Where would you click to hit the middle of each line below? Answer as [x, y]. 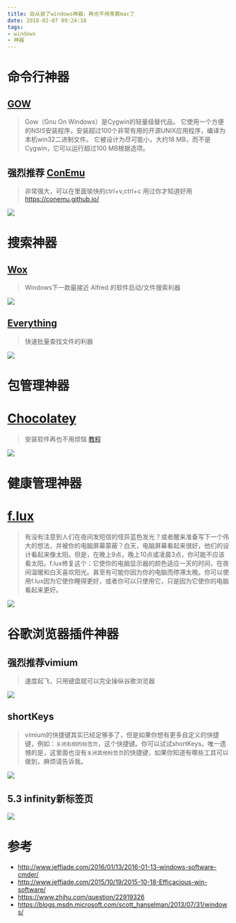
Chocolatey [42, 419]
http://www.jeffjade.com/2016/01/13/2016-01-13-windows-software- [117, 866]
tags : [15, 27]
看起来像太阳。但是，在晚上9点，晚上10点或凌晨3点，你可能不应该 [128, 555]
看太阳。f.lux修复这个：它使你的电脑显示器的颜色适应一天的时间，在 [124, 563]
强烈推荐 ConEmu [46, 173]
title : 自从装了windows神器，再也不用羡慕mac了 [71, 14]
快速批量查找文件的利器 [59, 341]
